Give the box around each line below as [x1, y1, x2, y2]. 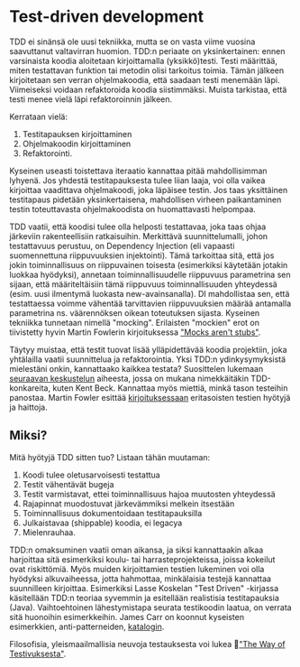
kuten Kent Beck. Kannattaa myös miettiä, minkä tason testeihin [52, 382, 288, 394]
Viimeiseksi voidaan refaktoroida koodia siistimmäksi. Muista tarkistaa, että [9, 84, 287, 95]
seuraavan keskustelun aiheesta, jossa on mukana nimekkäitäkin [9, 373, 250, 384]
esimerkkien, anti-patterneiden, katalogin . [9, 621, 165, 632]
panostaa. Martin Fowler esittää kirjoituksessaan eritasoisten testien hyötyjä [9, 392, 291, 403]
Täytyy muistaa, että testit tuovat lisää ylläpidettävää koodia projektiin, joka [9, 344, 287, 355]
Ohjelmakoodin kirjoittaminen [22, 138, 132, 149]
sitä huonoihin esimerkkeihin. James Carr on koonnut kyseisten [9, 611, 245, 622]
